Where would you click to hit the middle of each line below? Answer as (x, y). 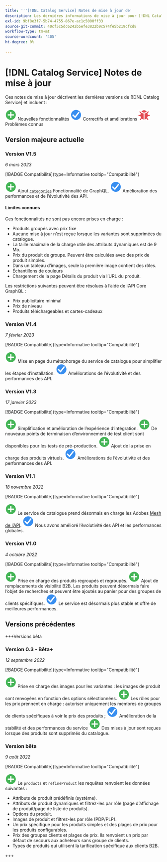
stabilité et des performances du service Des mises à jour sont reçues (83, 728)
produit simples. (29, 260)
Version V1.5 (21, 154)
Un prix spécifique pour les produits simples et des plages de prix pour (85, 825)
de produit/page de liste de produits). (50, 809)
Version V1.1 (20, 476)
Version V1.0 (21, 544)
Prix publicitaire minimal (37, 300)
